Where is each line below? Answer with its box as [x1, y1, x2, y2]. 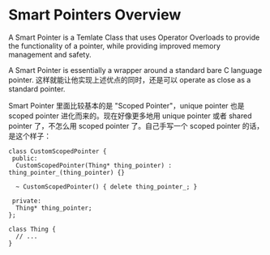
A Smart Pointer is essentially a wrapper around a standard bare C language [8, 65, 263, 74]
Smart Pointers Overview [8, 6, 182, 24]
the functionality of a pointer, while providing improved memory [8, 40, 221, 50]
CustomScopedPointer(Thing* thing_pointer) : [15, 161, 173, 169]
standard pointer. [8, 83, 66, 94]
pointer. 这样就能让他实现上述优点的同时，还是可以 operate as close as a [8, 74, 251, 84]
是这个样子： [8, 131, 51, 141]
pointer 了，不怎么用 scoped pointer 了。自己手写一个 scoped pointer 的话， [8, 121, 264, 130]
